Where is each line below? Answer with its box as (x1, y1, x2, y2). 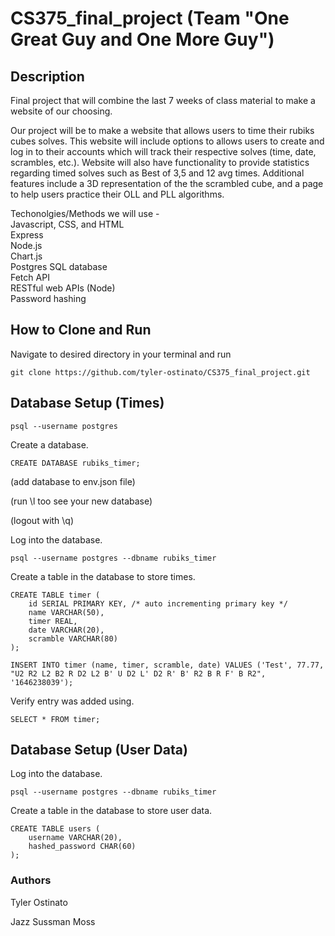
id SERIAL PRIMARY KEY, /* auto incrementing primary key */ (28, 598, 288, 609)
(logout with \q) (10, 514, 75, 526)
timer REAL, (28, 616, 78, 626)
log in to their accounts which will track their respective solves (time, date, (10, 146, 317, 157)
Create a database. (10, 438, 89, 451)
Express (10, 229, 44, 241)
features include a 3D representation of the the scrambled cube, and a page (10, 178, 324, 189)
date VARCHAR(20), (28, 625, 105, 635)
